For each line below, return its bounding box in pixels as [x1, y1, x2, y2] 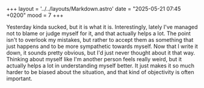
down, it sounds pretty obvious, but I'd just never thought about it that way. [6, 49, 195, 56]
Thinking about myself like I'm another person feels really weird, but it [6, 56, 182, 63]
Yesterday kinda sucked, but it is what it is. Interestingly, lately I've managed [6, 24, 198, 30]
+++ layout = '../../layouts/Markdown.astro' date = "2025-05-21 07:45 [6, 5, 181, 12]
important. [6, 75, 32, 82]
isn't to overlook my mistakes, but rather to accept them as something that [6, 36, 194, 43]
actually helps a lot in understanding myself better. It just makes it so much [6, 62, 194, 69]
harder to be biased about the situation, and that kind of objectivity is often [6, 69, 194, 75]
